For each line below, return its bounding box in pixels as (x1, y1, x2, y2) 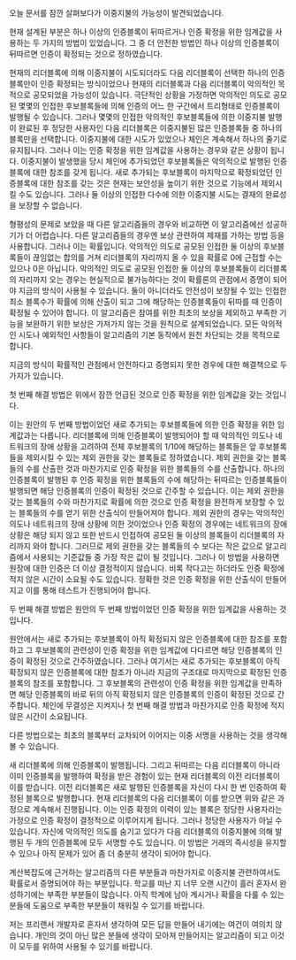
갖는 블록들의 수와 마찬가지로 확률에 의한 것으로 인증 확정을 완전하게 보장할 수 (9, 496, 276, 507)
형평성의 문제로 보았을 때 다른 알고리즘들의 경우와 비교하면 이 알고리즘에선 (9, 219, 264, 229)
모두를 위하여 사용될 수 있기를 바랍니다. (18, 941, 153, 951)
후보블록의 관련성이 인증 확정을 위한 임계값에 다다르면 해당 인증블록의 (34, 645, 274, 655)
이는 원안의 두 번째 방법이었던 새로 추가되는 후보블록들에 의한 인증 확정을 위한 (9, 419, 276, 429)
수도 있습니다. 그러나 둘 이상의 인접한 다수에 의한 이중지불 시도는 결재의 (18, 189, 263, 199)
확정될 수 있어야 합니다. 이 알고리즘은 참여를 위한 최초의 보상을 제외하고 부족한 (9, 308, 278, 318)
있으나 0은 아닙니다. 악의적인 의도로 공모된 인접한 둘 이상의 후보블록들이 (9, 264, 257, 273)
